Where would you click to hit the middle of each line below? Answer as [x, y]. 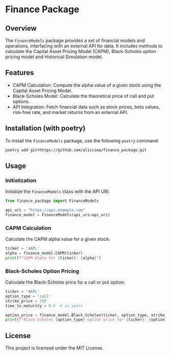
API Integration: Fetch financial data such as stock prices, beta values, [86, 107]
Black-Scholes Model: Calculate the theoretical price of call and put [83, 96]
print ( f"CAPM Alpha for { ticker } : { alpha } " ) [53, 258]
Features [20, 73]
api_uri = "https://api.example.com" [45, 210]
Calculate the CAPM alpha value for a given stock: [58, 239]
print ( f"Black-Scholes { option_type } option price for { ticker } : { [78, 320]
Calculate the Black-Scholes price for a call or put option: [65, 282]
